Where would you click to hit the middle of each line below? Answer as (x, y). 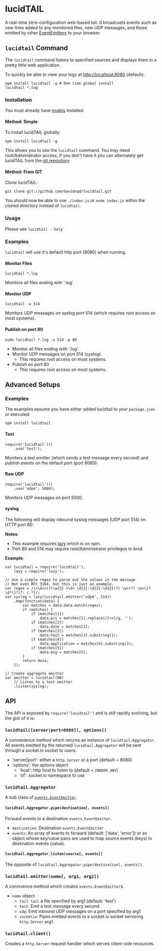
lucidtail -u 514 (23, 304)
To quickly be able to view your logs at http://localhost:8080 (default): (75, 74)
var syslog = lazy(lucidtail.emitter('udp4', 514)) (58, 597)
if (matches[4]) (47, 639)
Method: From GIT (24, 172)
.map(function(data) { (37, 601)
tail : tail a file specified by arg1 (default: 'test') (68, 901)
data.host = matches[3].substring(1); (79, 635)
